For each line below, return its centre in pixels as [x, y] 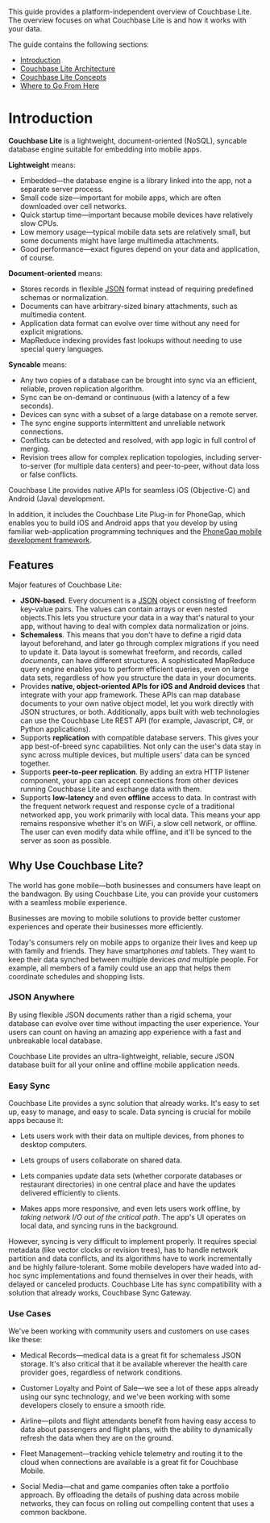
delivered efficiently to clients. [70, 1193]
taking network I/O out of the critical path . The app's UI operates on [133, 1217]
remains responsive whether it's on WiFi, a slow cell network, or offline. [139, 823]
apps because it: [36, 1120]
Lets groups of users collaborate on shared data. [101, 1160]
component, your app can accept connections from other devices [129, 780]
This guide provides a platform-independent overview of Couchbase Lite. [130, 12]
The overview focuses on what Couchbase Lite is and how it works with [128, 20]
